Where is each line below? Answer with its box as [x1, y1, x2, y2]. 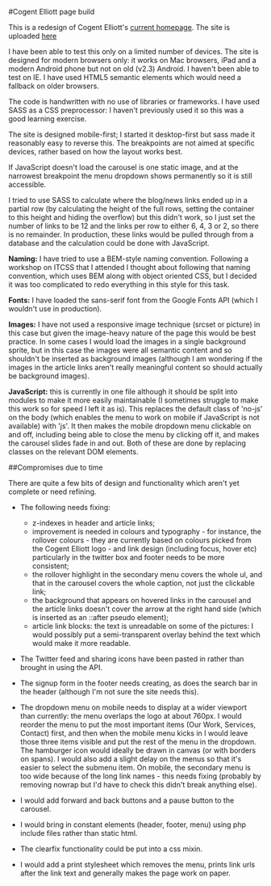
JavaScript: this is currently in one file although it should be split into [8, 387, 238, 396]
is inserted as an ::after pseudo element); [31, 613, 169, 622]
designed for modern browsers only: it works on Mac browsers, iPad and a [8, 56, 256, 65]
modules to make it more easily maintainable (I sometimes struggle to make [8, 395, 259, 405]
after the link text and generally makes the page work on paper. [19, 868, 231, 878]
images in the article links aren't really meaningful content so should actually [8, 363, 263, 372]
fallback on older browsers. [8, 81, 99, 91]
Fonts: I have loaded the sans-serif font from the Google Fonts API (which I [8, 295, 258, 305]
